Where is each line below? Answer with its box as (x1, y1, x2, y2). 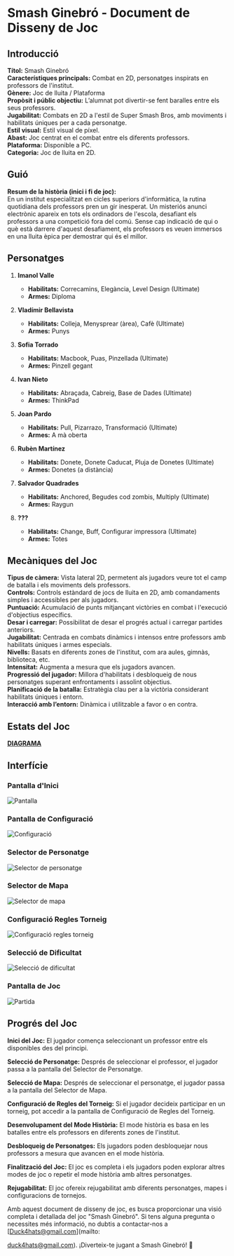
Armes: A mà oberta (27, 430, 88, 439)
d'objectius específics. (7, 610, 73, 619)
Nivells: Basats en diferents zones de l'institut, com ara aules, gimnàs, (7, 648, 210, 657)
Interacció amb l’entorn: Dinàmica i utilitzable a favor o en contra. (7, 700, 198, 709)
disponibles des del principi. (7, 1043, 89, 1052)
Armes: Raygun (27, 500, 74, 508)
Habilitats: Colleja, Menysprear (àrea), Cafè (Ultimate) (27, 319, 185, 328)
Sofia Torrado (17, 340, 59, 349)
